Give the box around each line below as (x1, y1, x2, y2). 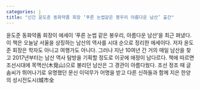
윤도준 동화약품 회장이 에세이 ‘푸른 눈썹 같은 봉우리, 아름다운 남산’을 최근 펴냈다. (6, 31, 192, 39)
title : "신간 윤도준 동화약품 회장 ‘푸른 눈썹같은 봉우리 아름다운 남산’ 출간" (6, 14, 174, 20)
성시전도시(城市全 (12, 76, 55, 84)
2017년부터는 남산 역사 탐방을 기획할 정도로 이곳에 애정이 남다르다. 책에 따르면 (12, 54, 195, 61)
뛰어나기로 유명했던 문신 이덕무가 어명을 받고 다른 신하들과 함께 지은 (21, 69, 180, 76)
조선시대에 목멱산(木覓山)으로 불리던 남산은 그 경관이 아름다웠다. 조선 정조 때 (6, 61, 185, 69)
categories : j (6, 8, 42, 15)
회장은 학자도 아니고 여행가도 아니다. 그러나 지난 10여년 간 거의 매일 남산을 (12, 46, 185, 54)
